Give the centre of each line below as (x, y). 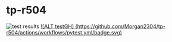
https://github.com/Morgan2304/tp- (121, 26)
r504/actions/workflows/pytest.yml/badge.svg (63, 32)
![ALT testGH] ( (59, 26)
